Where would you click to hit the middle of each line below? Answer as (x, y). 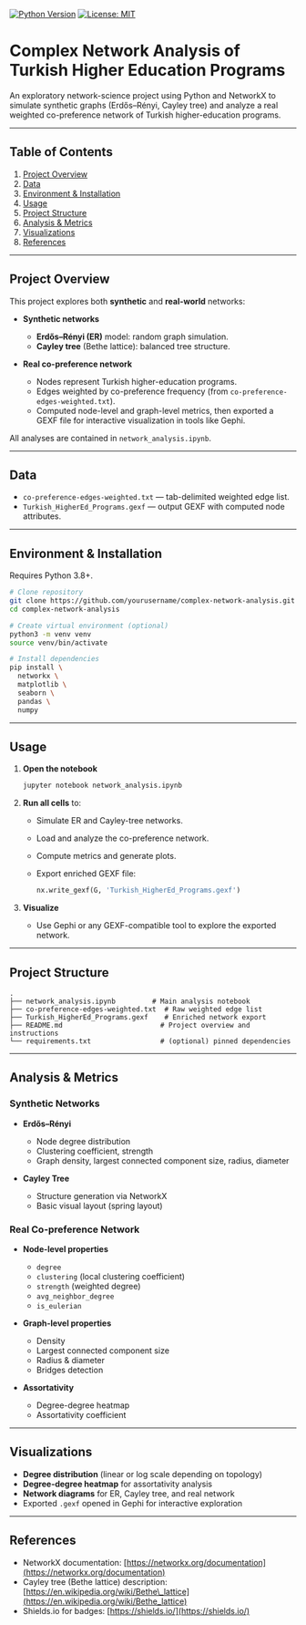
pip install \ (36, 668)
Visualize (41, 908)
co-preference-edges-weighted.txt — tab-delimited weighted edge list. (156, 497)
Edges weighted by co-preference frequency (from (132, 391)
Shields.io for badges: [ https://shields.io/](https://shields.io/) (136, 1610)
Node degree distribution (83, 1141)
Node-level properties (66, 1248)
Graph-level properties (67, 1323)
